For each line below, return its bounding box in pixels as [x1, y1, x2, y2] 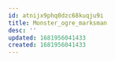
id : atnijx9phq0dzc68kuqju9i [8, 11, 104, 20]
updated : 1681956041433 [8, 33, 87, 42]
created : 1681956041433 [8, 41, 87, 49]
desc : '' [8, 26, 37, 34]
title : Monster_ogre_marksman [8, 19, 108, 27]
